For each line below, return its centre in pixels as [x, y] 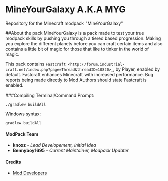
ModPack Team [22, 134]
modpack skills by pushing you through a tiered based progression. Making [83, 38]
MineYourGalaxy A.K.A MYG [65, 9]
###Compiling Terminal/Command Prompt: [50, 95]
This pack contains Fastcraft [36, 64]
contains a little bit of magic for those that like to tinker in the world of [77, 49]
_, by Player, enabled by [136, 69]
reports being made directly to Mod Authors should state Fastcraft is [76, 80]
